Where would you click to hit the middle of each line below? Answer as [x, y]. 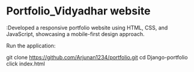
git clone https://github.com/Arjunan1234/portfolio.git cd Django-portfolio [97, 57]
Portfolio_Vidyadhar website [78, 11]
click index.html [26, 64]
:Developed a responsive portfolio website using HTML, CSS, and [87, 28]
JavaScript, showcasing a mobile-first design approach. [76, 34]
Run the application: [31, 46]
